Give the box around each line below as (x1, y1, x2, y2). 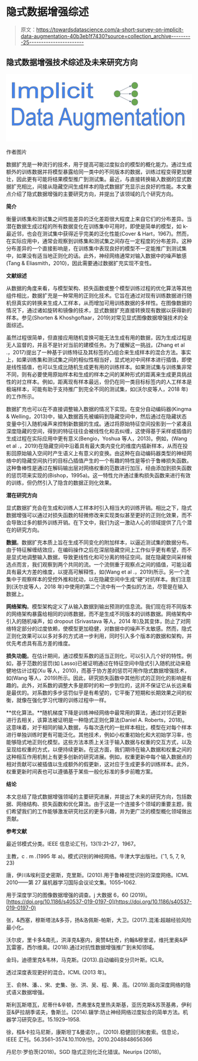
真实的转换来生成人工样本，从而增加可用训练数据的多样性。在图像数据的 (16, 299, 192, 307)
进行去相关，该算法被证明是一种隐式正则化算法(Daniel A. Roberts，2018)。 (6, 716, 187, 723)
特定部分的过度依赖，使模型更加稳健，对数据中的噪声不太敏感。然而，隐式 (11, 625, 192, 632)
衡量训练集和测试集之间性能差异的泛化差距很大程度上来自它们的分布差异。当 (6, 215, 192, 222)
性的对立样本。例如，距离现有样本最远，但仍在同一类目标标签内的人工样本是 (6, 378, 192, 385)
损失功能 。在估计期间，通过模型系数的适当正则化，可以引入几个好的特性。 (6, 652, 187, 659)
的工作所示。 (6, 393, 37, 400)
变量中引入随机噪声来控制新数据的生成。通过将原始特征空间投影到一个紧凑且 (6, 420, 192, 427)
